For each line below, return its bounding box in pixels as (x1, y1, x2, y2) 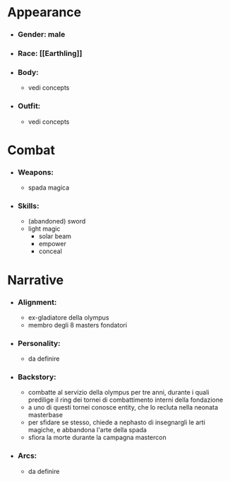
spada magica (28, 183, 70, 192)
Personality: (17, 338, 61, 348)
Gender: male (17, 30, 66, 40)
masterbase (28, 411, 63, 419)
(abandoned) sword (28, 217, 86, 226)
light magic (28, 224, 61, 233)
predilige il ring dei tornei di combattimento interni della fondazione (28, 395, 224, 404)
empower (38, 240, 67, 248)
